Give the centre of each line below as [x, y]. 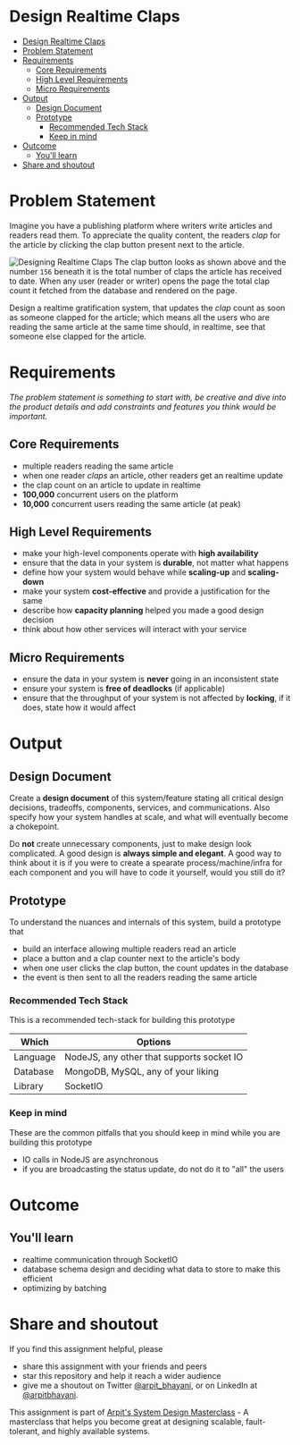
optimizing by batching [64, 1288]
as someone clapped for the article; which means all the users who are [140, 317]
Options [154, 1042]
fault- [255, 1421]
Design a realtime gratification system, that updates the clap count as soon [147, 308]
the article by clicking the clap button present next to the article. [127, 244]
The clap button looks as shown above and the [200, 262]
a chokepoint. [34, 827]
